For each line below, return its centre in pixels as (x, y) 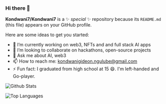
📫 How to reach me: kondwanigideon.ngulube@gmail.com (75, 61)
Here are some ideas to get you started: (47, 35)
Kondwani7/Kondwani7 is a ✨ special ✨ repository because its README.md (83, 19)
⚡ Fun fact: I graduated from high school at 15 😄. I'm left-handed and (86, 69)
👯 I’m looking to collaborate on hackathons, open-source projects (82, 50)
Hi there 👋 (18, 8)
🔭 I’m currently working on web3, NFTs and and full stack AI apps (82, 45)
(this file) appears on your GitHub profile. (49, 25)
